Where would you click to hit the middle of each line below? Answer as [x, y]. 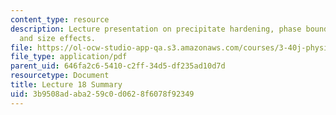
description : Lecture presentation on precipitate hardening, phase [156, 29]
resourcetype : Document [60, 76]
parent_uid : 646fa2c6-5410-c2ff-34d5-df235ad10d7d [118, 66]
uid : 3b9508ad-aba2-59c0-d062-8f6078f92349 [102, 94]
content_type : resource [60, 19]
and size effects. [58, 38]
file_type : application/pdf [69, 57]
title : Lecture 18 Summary [66, 85]
